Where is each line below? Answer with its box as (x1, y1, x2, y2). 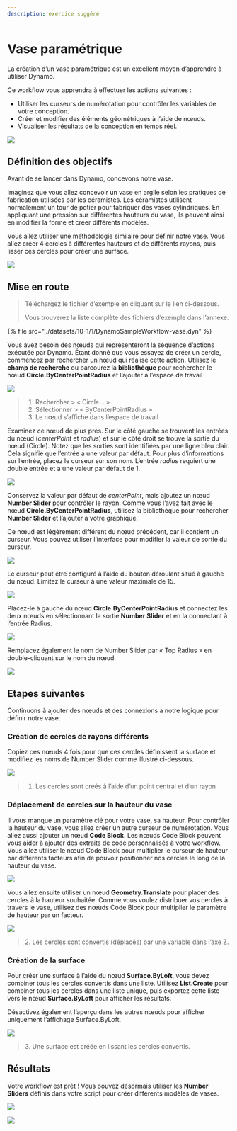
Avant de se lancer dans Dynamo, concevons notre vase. (7, 174, 173, 183)
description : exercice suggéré (7, 10, 100, 18)
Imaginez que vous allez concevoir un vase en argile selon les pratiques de (7, 188, 226, 197)
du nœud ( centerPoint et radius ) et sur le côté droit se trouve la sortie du (7, 434, 219, 443)
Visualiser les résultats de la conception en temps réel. (17, 122, 178, 130)
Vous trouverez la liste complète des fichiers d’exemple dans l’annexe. (24, 313, 229, 322)
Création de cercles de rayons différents (7, 731, 149, 741)
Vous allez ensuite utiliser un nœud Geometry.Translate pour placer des (7, 888, 219, 897)
